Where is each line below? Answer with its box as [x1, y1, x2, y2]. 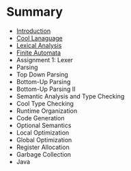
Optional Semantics [16, 121, 72, 129]
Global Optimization [16, 135, 72, 144]
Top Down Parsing [16, 70, 69, 79]
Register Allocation [16, 143, 70, 151]
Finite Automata [16, 49, 61, 57]
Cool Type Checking [16, 99, 74, 107]
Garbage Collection [16, 150, 72, 158]
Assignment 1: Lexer [16, 55, 73, 64]
